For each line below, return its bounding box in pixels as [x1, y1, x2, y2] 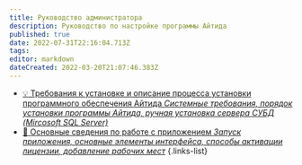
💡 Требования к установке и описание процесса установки [22, 87, 252, 99]
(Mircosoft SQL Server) [22, 117, 109, 127]
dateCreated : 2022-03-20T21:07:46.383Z [9, 64, 159, 73]
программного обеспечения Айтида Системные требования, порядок [22, 98, 293, 109]
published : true [9, 30, 70, 39]
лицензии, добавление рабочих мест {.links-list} [22, 145, 209, 156]
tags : [9, 47, 30, 56]
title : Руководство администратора [9, 13, 143, 22]
